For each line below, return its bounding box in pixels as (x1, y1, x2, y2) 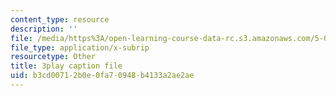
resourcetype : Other (10, 52, 97, 62)
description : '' (10, 24, 78, 34)
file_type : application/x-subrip (10, 42, 150, 53)
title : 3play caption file (10, 61, 123, 71)
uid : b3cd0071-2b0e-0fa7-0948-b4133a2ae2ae (10, 71, 195, 81)
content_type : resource (10, 14, 110, 25)
